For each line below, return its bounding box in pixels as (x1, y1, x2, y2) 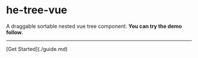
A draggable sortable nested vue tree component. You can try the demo (6, 23, 182, 30)
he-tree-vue (6, 3, 68, 17)
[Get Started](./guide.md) (6, 45, 68, 52)
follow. (6, 28, 24, 35)
